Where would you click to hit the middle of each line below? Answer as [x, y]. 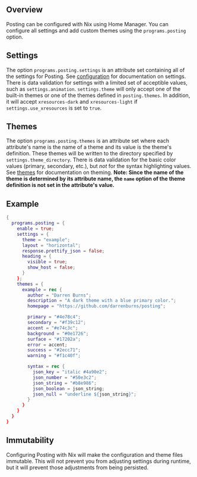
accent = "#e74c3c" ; [53, 328]
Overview [25, 10]
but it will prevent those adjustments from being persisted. [77, 467]
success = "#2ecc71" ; [54, 350]
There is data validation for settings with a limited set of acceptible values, [97, 82]
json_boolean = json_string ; [69, 389]
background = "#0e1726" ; [58, 333]
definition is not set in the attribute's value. [60, 185]
